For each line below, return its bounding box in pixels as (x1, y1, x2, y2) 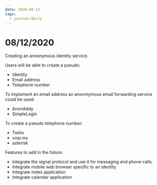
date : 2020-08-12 (5, 7, 40, 12)
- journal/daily (9, 16, 42, 21)
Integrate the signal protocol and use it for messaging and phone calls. (12, 159, 154, 165)
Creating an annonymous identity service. (5, 53, 89, 59)
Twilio (12, 130, 24, 136)
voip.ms (12, 135, 28, 141)
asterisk (12, 140, 28, 146)
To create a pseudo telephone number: (5, 121, 83, 126)
